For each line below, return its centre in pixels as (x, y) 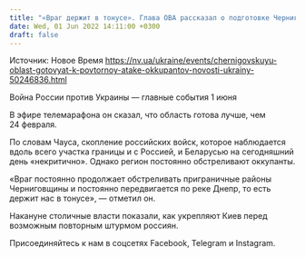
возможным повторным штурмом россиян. (94, 226)
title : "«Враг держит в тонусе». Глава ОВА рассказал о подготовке (140, 18)
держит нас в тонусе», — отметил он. (83, 198)
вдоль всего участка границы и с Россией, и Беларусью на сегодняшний (152, 152)
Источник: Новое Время (56, 61)
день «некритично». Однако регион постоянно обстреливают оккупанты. (152, 162)
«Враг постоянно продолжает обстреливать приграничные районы (141, 179)
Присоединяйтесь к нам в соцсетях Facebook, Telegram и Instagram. (143, 243)
